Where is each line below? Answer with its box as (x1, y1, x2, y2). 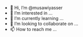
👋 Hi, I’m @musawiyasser (10, 5, 63, 10)
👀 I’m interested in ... (10, 10, 53, 16)
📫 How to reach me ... (10, 26, 57, 32)
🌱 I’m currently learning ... (10, 15, 64, 21)
